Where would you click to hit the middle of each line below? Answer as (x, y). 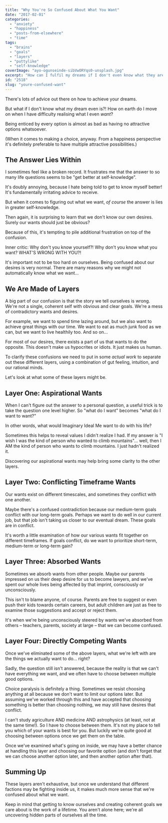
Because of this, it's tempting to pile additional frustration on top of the (78, 232)
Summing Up (26, 772)
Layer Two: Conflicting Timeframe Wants (70, 482)
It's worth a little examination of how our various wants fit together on (77, 535)
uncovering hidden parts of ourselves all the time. (56, 815)
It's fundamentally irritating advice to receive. (52, 192)
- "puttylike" (24, 61)
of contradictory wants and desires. (42, 312)
